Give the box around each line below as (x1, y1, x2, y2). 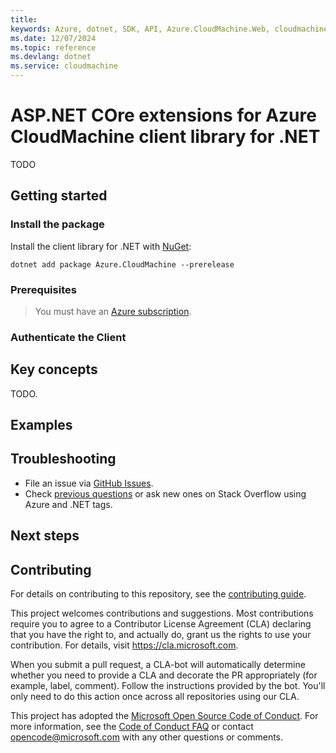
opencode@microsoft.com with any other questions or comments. (10, 731, 284, 743)
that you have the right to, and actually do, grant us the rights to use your (10, 629, 312, 641)
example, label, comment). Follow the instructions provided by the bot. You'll (10, 680, 326, 692)
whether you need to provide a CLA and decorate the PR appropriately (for (10, 669, 318, 681)
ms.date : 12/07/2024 (10, 33, 97, 43)
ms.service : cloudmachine (10, 61, 118, 71)
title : (10, 14, 38, 25)
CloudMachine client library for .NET (10, 126, 321, 148)
